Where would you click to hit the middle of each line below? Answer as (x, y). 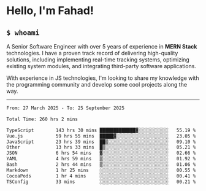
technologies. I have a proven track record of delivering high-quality (92, 53)
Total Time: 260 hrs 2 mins (42, 119)
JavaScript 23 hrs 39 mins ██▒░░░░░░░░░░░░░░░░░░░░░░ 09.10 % (101, 142)
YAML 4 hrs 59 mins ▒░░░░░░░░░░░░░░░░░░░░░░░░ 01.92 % (101, 159)
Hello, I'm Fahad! (50, 11)
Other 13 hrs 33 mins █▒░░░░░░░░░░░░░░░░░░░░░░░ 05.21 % (101, 147)
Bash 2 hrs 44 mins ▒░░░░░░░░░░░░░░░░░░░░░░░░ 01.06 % (101, 165)
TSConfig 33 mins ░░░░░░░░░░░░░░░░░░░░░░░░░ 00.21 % (101, 182)
